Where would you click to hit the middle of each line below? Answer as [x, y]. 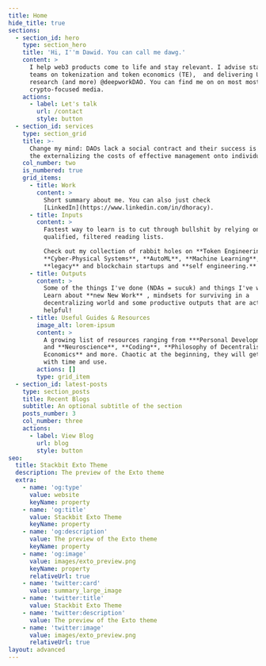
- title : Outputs [58, 273]
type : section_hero [55, 45]
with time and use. [76, 362]
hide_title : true [37, 23]
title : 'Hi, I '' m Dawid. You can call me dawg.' [104, 52]
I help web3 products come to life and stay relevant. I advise [137, 67]
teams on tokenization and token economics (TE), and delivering [141, 75]
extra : [26, 480]
